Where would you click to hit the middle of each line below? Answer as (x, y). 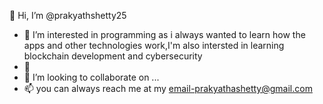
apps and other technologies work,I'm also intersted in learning (154, 45)
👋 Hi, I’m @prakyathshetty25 (68, 15)
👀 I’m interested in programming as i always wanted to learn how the (164, 34)
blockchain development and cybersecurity (113, 56)
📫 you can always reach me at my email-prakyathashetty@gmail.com (168, 88)
